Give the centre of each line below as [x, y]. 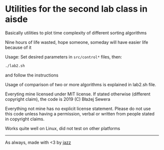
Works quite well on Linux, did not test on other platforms [63, 128]
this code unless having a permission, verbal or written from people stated [80, 113]
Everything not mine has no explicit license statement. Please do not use [78, 109]
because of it [18, 47]
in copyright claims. [25, 119]
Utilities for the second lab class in [76, 9]
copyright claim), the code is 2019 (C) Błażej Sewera [58, 99]
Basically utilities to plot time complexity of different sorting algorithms [76, 33]
